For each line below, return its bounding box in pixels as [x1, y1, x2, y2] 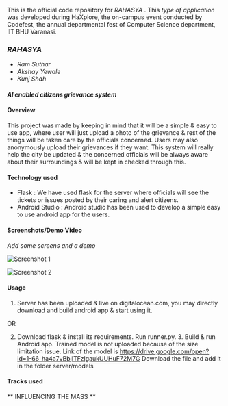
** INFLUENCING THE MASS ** [7, 392, 96, 401]
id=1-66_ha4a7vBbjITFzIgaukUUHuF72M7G [16, 354, 140, 362]
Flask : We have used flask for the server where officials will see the [16, 188, 210, 197]
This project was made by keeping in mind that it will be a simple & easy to [7, 121, 217, 129]
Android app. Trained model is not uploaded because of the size [16, 340, 199, 348]
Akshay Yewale [16, 68, 61, 76]
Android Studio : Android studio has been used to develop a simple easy [16, 203, 221, 212]
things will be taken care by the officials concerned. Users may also [7, 136, 199, 144]
